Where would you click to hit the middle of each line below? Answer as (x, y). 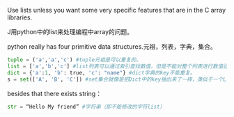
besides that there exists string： (55, 93)
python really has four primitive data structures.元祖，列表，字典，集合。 (112, 47)
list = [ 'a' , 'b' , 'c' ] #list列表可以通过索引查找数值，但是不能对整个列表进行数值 (115, 66)
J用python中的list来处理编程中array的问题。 (70, 32)
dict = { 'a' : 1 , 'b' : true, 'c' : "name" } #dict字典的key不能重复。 (101, 72)
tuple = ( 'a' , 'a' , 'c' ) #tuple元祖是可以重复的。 (74, 60)
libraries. (20, 17)
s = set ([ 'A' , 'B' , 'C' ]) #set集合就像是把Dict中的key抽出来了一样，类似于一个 (115, 79)
